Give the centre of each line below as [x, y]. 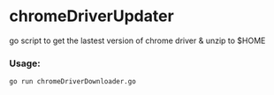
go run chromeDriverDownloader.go [73, 82]
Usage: [25, 63]
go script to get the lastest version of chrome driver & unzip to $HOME [137, 40]
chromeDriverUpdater [91, 16]
